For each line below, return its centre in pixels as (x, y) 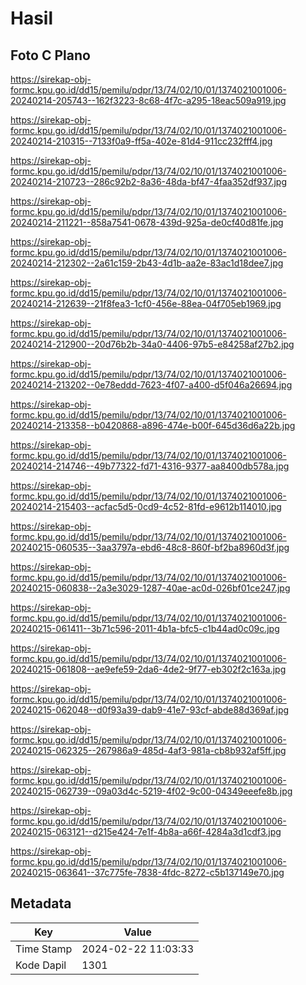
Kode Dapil (41, 965)
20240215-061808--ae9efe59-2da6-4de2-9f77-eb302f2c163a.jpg (148, 669)
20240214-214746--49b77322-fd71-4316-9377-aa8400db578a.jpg (150, 466)
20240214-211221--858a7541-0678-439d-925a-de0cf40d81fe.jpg (147, 222)
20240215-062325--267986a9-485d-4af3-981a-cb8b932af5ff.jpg (148, 750)
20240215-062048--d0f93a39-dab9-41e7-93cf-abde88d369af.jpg (150, 710)
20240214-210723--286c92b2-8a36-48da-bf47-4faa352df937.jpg (148, 181)
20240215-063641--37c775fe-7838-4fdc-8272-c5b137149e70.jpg (147, 872)
